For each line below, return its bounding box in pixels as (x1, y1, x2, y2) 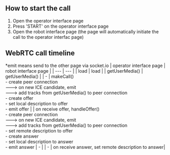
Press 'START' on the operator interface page (12, 23, 109, 29)
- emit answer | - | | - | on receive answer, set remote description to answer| (5, 144, 165, 150)
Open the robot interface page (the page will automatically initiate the (12, 28, 159, 35)
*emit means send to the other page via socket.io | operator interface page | (5, 62, 166, 69)
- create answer (5, 133, 39, 139)
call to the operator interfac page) (12, 34, 84, 40)
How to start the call (5, 4, 71, 13)
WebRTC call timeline (5, 49, 75, 58)
